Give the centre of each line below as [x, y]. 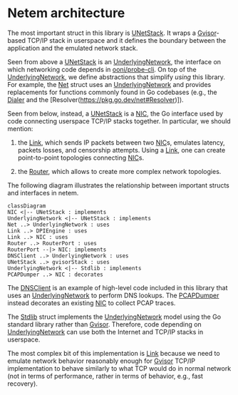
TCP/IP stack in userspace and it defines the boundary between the [127, 40]
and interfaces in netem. [43, 193]
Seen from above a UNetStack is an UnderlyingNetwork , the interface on [114, 61]
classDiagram [27, 206]
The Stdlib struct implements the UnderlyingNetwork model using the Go [114, 317]
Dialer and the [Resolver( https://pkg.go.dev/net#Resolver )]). [95, 99]
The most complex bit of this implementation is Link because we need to [114, 353]
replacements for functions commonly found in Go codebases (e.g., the [112, 92]
